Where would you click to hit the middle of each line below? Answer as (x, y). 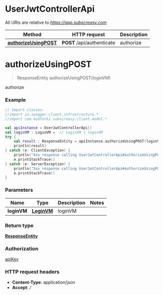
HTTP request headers (32, 272)
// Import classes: (25, 110)
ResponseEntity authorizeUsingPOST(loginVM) (64, 78)
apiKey (12, 259)
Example (16, 100)
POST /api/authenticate (89, 42)
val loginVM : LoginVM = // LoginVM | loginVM (54, 132)
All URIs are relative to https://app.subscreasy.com (56, 22)
